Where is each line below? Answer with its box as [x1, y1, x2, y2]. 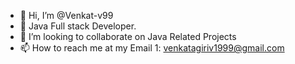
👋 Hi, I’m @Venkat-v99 [19, 10, 114, 21]
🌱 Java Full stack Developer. [19, 20, 137, 32]
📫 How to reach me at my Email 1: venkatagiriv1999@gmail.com [19, 42, 285, 54]
